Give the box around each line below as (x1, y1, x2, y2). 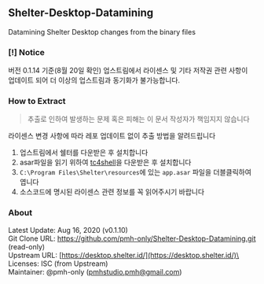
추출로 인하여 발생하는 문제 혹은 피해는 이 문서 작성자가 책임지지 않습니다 (27, 114, 250, 124)
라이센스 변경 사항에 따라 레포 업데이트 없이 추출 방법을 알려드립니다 (8, 131, 216, 141)
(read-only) (8, 242, 46, 251)
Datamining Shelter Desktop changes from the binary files (8, 27, 196, 36)
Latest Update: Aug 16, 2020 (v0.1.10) (8, 225, 128, 234)
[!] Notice (8, 46, 46, 57)
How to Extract (8, 96, 66, 107)
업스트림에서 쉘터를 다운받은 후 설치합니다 (19, 148, 148, 157)
